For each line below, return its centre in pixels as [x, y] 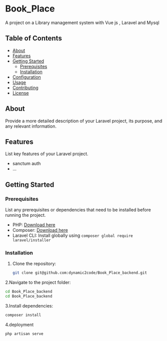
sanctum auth [26, 164]
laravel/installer [31, 240]
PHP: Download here [34, 225]
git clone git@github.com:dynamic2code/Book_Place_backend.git [80, 273]
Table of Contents [34, 38]
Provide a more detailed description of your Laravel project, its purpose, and [84, 121]
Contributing [25, 88]
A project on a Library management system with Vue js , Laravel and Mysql [82, 23]
